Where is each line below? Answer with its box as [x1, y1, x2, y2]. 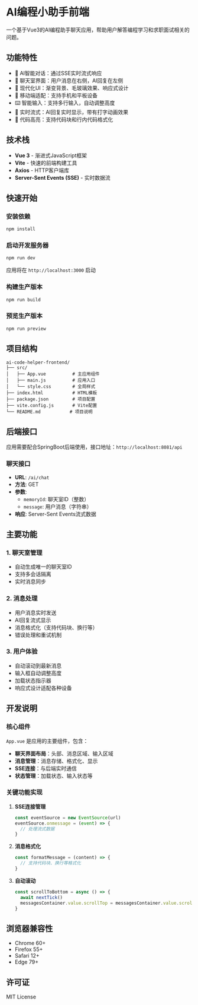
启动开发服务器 [6, 241, 49, 250]
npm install [6, 226, 35, 232]
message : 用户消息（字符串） [23, 502, 92, 510]
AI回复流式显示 [14, 616, 51, 624]
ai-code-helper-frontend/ [6, 360, 70, 365]
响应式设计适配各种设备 [14, 684, 72, 691]
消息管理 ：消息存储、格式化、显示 [14, 757, 98, 764]
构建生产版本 [6, 283, 43, 291]
